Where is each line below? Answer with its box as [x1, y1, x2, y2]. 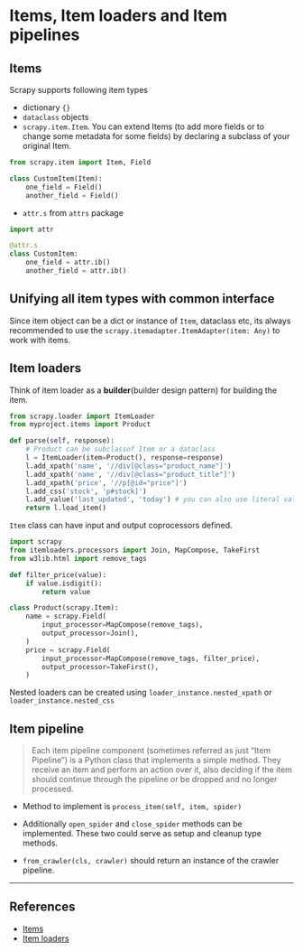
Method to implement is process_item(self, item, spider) [22, 801, 242, 812]
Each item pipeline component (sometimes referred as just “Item [31, 745, 271, 756]
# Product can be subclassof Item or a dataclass [25, 444, 216, 454]
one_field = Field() [25, 182, 103, 191]
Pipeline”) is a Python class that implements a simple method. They [31, 755, 281, 766]
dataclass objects [22, 112, 89, 122]
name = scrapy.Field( [25, 611, 106, 621]
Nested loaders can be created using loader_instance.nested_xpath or [9, 687, 272, 698]
